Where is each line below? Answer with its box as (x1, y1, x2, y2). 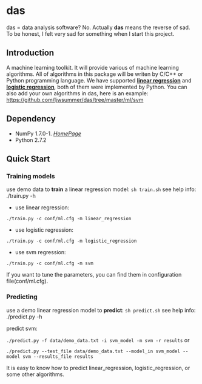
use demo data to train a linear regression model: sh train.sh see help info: (6, 186, 197, 193)
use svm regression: (15, 249, 66, 256)
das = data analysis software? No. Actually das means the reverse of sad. (6, 24, 190, 31)
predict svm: (6, 325, 38, 332)
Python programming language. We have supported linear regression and (6, 76, 192, 84)
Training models (6, 172, 55, 180)
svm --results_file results (22, 353, 94, 360)
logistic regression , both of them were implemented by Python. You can (6, 83, 187, 90)
